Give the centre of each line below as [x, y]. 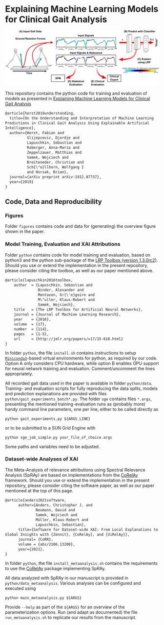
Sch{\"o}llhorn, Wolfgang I [55, 167]
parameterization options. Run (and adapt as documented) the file [71, 612]
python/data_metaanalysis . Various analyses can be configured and [73, 583]
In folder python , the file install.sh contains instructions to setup [71, 353]
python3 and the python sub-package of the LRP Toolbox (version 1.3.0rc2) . [82, 260]
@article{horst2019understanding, [40, 113]
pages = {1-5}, [31, 334]
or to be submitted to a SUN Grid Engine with [50, 428]
